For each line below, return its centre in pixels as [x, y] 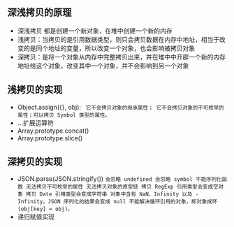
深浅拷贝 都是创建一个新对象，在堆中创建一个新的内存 [95, 31]
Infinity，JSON [39, 202]
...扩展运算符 [35, 123]
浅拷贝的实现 [35, 90]
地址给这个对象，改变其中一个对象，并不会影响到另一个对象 [103, 66]
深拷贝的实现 [35, 162]
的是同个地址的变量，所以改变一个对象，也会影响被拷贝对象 [109, 48]
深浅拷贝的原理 [39, 13]
